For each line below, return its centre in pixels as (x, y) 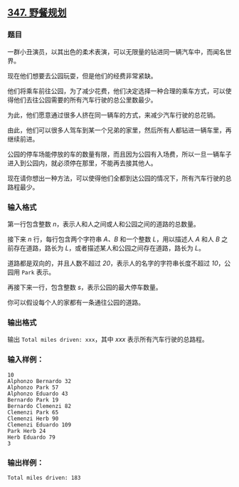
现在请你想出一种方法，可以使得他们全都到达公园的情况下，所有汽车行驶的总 (119, 178)
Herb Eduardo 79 (31, 437)
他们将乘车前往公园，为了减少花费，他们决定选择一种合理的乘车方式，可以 (116, 90)
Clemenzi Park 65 (33, 412)
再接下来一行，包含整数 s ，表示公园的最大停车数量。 (85, 287)
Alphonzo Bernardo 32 (39, 381)
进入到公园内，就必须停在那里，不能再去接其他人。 (82, 163)
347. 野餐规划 (37, 13)
